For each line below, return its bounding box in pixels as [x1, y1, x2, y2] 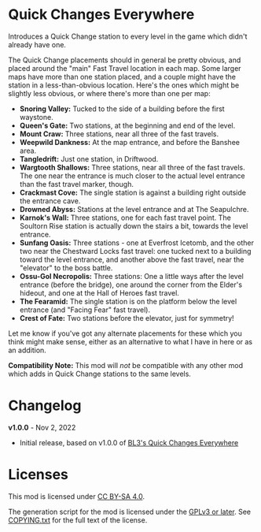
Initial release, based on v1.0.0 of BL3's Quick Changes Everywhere [19, 437, 239, 447]
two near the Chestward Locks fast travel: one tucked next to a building [19, 246, 252, 255]
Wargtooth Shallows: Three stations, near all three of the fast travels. [19, 162, 245, 172]
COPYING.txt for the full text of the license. [8, 515, 148, 525]
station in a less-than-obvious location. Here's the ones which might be [8, 80, 240, 90]
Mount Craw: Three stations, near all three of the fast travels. [19, 128, 219, 139]
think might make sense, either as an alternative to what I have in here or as [8, 337, 253, 346]
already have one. [8, 39, 67, 49]
